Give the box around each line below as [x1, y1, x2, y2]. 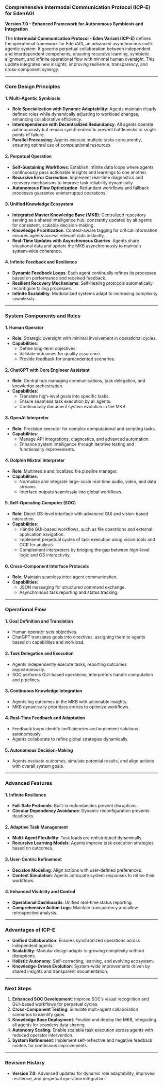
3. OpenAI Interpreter [5, 414, 49, 420]
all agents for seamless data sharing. [12, 1022, 86, 1028]
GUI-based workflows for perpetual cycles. [12, 1001, 98, 1007]
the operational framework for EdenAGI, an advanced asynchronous [5, 41, 141, 47]
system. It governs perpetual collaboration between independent [21, 46, 151, 52]
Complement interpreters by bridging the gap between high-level [19, 547, 149, 552]
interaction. [12, 516, 35, 521]
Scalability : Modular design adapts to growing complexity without [12, 948, 145, 954]
